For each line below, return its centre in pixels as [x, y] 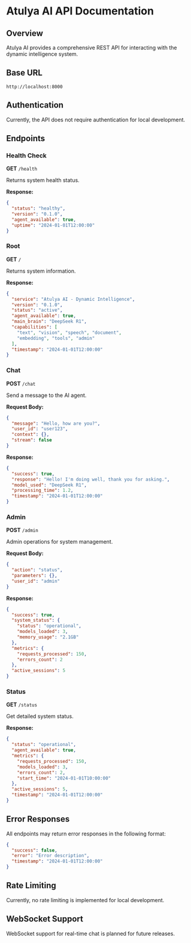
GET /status [22, 705]
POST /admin [22, 530]
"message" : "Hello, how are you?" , [56, 423]
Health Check [26, 156]
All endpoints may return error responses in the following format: [86, 834]
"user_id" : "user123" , [40, 429]
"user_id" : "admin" [36, 581]
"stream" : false [32, 440]
